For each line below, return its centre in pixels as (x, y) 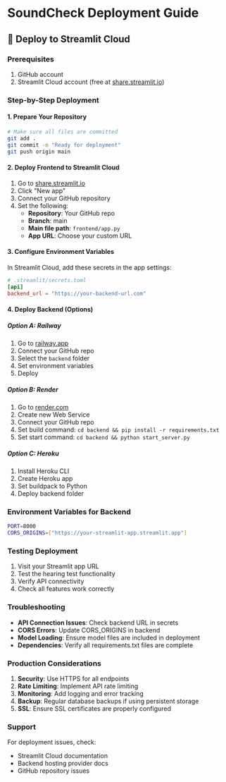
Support (22, 726)
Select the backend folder (54, 358)
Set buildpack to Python (52, 486)
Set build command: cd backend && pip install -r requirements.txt (118, 430)
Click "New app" (42, 190)
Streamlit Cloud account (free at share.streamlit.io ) (91, 82)
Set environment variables (55, 366)
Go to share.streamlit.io (51, 183)
